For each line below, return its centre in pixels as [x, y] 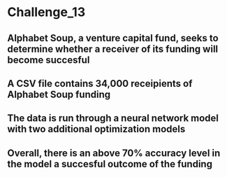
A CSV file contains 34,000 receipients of [100, 84]
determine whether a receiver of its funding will [113, 49]
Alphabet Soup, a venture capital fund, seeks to [113, 38]
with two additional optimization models [96, 129]
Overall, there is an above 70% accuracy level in [114, 153]
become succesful [49, 60]
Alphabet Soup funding [59, 94]
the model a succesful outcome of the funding [110, 164]
